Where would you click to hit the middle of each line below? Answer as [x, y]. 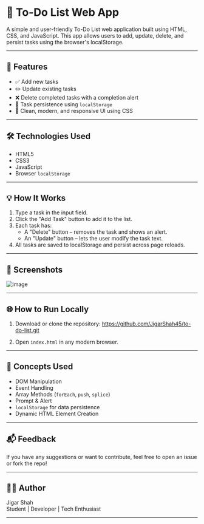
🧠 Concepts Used [40, 367]
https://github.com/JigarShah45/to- [146, 324]
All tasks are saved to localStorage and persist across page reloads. [100, 245]
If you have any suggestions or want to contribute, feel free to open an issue [102, 457]
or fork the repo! [27, 463]
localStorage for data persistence [57, 407]
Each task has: [33, 226]
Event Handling [34, 387]
